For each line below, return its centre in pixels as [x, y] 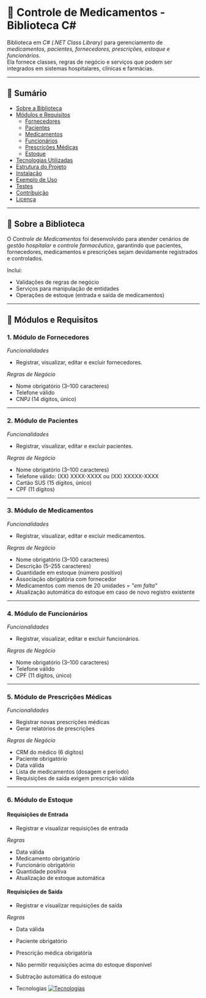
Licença [26, 199]
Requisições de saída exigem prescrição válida [75, 778]
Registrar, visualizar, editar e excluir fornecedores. [79, 363]
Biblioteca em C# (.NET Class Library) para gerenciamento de [85, 42]
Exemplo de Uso [36, 179]
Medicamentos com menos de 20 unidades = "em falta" [86, 585]
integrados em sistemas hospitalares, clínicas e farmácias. [81, 68]
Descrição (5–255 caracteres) [53, 566]
